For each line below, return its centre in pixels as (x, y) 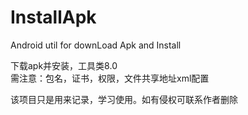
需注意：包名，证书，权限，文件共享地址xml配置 (110, 78)
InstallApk (53, 17)
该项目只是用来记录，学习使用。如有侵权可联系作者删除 (124, 99)
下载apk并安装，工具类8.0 (64, 65)
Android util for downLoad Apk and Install (96, 45)
